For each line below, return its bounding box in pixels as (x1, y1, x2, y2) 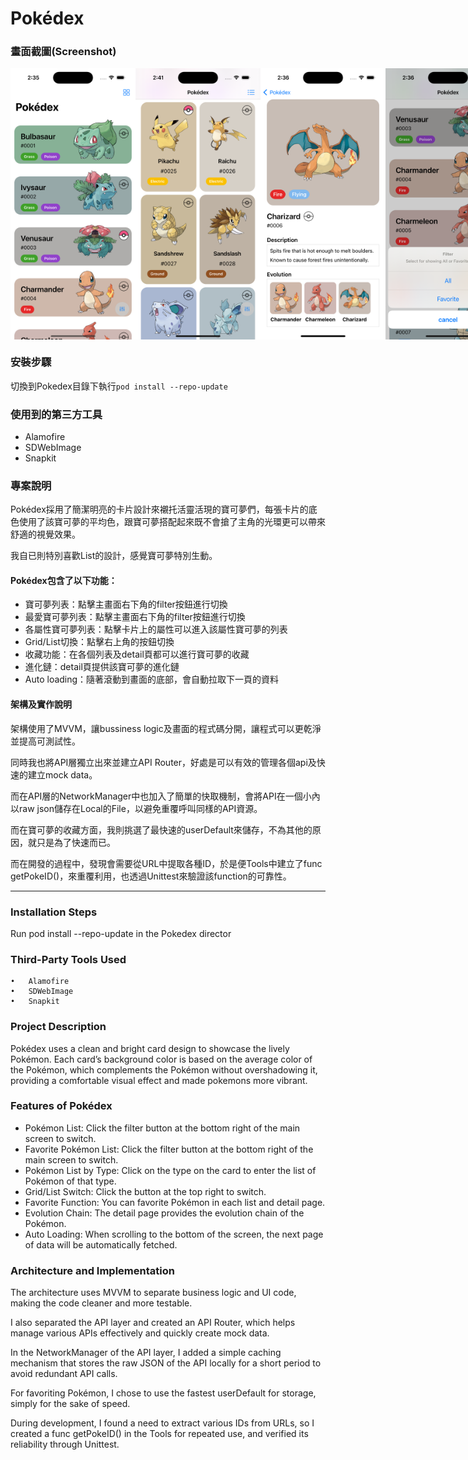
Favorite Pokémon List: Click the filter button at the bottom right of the (24, 1143, 314, 1155)
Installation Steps (10, 905, 98, 919)
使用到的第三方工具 (10, 407, 103, 421)
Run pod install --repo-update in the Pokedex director (10, 927, 232, 939)
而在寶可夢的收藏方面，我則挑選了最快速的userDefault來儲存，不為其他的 (10, 823, 313, 836)
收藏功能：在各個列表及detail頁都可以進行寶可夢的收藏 (24, 648, 250, 661)
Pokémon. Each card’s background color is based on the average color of (10, 1053, 313, 1065)
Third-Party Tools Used (10, 952, 127, 966)
